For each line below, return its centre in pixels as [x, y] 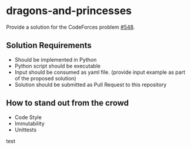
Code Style [28, 117]
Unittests [26, 130]
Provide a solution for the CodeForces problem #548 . [71, 27]
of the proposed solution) [45, 78]
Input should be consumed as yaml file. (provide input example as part [100, 72]
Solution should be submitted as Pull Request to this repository [91, 84]
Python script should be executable [58, 66]
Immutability [30, 123]
